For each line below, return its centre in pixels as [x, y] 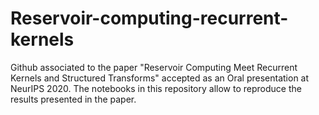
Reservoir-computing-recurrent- [149, 18]
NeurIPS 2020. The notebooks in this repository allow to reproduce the [156, 88]
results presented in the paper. [73, 99]
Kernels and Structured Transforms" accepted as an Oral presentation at [160, 78]
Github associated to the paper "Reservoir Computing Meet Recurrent [154, 67]
